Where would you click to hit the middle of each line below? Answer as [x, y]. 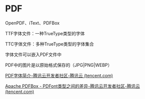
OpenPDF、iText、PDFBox [32, 23]
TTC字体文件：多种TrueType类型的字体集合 [50, 44]
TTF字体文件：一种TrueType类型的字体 [45, 33]
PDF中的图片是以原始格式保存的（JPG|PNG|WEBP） [59, 65]
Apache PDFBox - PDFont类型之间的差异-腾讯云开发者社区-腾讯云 [72, 86]
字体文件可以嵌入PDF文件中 [34, 54]
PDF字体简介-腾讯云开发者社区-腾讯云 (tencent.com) [59, 75]
